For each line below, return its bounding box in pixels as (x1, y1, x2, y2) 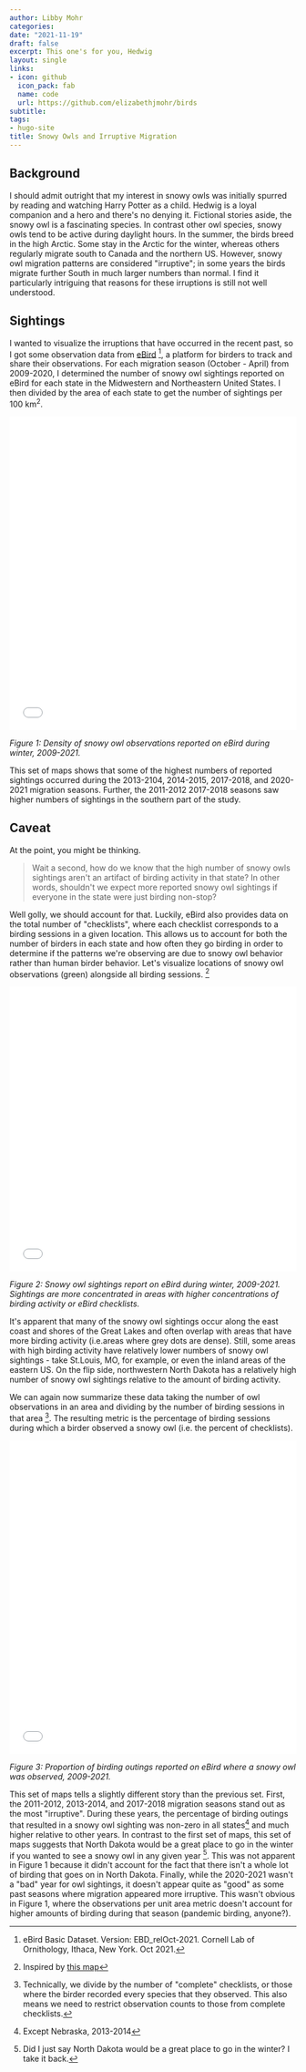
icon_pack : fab (17, 81, 76, 90)
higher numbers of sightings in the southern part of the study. (9, 794, 241, 805)
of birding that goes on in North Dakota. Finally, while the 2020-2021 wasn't (9, 1870, 294, 1881)
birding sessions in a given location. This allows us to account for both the (9, 928, 288, 939)
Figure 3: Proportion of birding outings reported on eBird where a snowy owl (9, 1761, 296, 1772)
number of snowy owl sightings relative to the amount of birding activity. (9, 1374, 280, 1386)
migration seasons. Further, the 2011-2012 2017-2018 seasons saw (29, 784, 280, 795)
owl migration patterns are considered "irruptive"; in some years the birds (9, 257, 286, 269)
